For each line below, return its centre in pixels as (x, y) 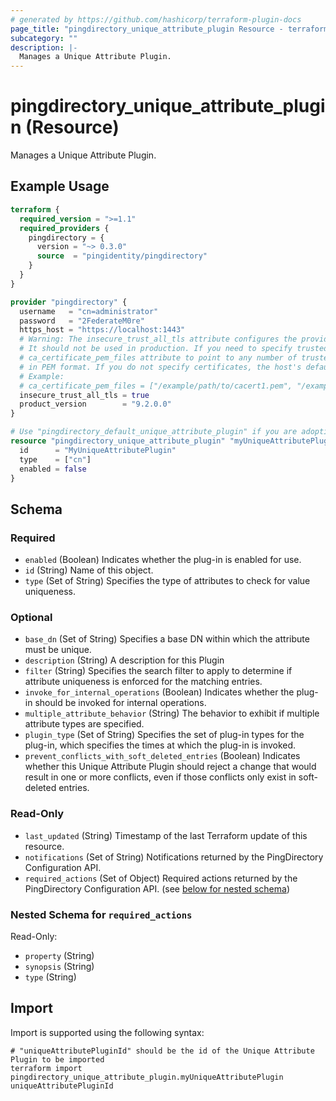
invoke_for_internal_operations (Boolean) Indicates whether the (159, 692)
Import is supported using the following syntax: (107, 1032)
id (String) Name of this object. (89, 570)
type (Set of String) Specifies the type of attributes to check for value (167, 581)
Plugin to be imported (57, 1059)
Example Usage (60, 186)
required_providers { (64, 228)
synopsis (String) (59, 966)
